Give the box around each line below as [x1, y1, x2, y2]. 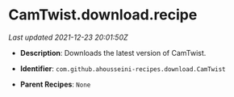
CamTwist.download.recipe [8, 6, 198, 24]
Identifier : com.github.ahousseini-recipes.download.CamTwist [19, 63, 226, 74]
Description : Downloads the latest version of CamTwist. [19, 48, 207, 57]
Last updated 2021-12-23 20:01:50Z [8, 32, 128, 42]
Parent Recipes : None [19, 79, 91, 89]
